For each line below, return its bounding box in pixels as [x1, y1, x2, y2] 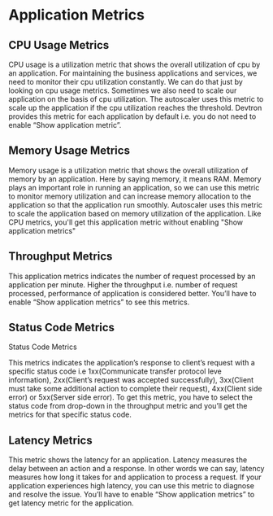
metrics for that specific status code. [8, 409, 132, 420]
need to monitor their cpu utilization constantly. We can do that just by [8, 77, 244, 86]
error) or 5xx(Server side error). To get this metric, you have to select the [8, 392, 253, 402]
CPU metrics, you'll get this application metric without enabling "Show [8, 217, 244, 227]
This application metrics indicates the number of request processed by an [8, 271, 256, 281]
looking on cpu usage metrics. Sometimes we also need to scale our [8, 85, 237, 95]
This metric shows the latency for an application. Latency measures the [8, 455, 248, 465]
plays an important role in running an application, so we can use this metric [8, 182, 260, 192]
